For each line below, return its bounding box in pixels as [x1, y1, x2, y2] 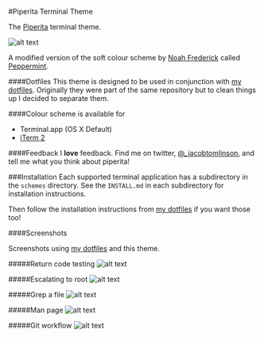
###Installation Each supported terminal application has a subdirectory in [8, 172, 249, 181]
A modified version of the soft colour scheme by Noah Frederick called [8, 53, 241, 62]
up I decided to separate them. [8, 94, 109, 103]
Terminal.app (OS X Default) [19, 125, 113, 134]
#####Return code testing [8, 259, 95, 269]
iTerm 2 [19, 133, 45, 142]
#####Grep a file [8, 290, 65, 299]
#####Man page [8, 305, 64, 315]
